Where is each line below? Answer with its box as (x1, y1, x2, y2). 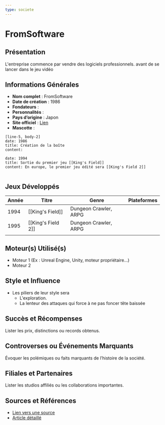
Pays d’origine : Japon (12, 114, 59, 121)
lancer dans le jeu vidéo (5, 66, 54, 72)
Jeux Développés (5, 182, 60, 191)
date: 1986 (5, 139, 27, 144)
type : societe (5, 7, 34, 12)
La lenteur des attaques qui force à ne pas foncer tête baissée (19, 300, 146, 306)
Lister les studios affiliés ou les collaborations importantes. (5, 382, 124, 388)
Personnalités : (12, 109, 44, 115)
